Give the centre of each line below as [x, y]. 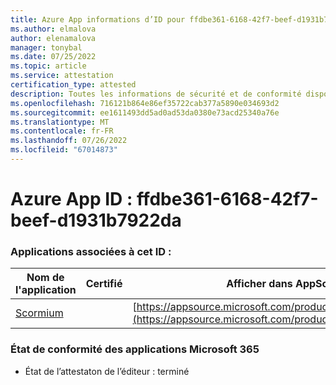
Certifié [104, 284]
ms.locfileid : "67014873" [64, 150]
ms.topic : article [48, 66]
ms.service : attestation [62, 76]
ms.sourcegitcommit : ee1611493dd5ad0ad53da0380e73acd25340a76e [145, 112]
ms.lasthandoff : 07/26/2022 [69, 141]
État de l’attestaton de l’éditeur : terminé [107, 371]
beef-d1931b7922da [96, 220]
